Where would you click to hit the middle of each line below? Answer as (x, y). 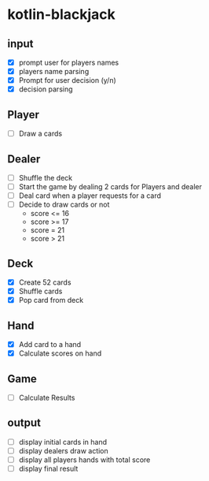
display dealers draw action (64, 450)
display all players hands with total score (84, 460)
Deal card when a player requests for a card (90, 196)
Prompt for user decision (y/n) (68, 80)
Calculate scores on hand (60, 353)
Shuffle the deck (46, 177)
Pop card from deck (51, 300)
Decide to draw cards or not (64, 205)
